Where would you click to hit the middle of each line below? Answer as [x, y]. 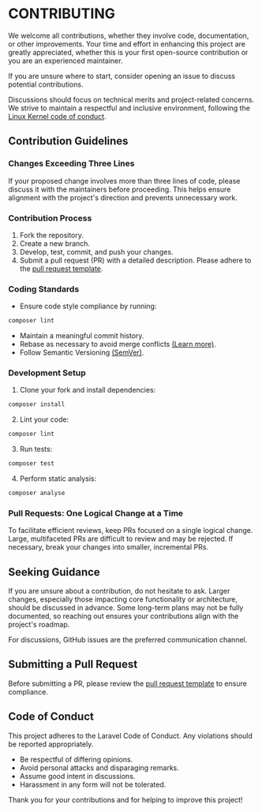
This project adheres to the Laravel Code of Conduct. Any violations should [130, 736]
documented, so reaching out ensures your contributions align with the [124, 616]
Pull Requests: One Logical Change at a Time [96, 513]
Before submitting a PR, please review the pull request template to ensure [127, 683]
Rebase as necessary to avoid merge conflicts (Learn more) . [118, 345]
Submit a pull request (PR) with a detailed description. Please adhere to [135, 260]
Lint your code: [44, 419]
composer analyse [37, 494]
